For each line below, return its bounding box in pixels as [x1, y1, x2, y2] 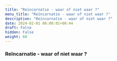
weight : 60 [5, 35, 27, 40]
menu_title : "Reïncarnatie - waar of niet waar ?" [5, 12, 111, 17]
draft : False [5, 25, 32, 30]
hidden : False [5, 30, 34, 35]
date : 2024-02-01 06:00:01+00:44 [5, 20, 73, 26]
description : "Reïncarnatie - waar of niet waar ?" [5, 16, 113, 21]
